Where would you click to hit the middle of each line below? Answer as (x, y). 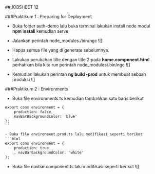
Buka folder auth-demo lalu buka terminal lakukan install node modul (81, 26)
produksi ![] (24, 79)
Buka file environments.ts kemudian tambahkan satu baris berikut (78, 98)
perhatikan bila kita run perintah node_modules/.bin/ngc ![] (71, 65)
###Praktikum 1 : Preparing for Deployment (48, 16)
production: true (31, 148)
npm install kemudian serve (40, 31)
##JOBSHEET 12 (22, 7)
